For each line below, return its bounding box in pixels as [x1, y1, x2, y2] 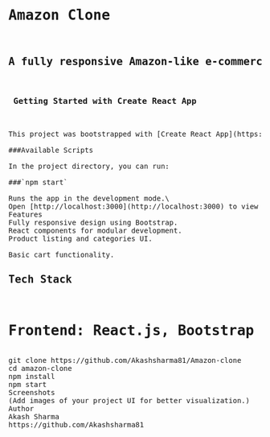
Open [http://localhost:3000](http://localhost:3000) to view [8, 202, 259, 212]
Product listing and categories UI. [8, 234, 153, 244]
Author [8, 404, 35, 413]
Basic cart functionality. [8, 250, 115, 260]
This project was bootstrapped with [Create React [8, 130, 212, 139]
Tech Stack [8, 273, 72, 287]
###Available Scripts [8, 146, 94, 155]
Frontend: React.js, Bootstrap [8, 322, 255, 340]
